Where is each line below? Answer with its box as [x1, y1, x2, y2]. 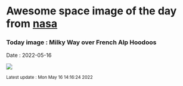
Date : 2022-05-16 [6, 52, 52, 59]
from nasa [6, 17, 58, 30]
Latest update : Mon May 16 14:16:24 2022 [6, 75, 94, 81]
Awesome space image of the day [6, 4, 177, 18]
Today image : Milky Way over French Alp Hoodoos [6, 38, 157, 47]
